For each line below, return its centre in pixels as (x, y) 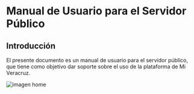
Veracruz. (18, 73)
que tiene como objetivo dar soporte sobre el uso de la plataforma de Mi (96, 66)
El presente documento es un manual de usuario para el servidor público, (97, 60)
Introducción (31, 46)
